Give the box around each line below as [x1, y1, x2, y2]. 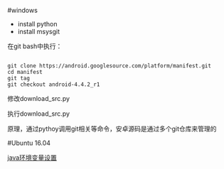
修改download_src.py [7, 94, 70, 102]
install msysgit [17, 28, 60, 36]
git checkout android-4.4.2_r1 [7, 81, 100, 88]
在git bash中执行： [7, 42, 63, 50]
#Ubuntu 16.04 [7, 138, 51, 147]
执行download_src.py [7, 109, 70, 118]
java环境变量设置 [7, 153, 57, 162]
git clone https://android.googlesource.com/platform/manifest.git [7, 62, 212, 70]
